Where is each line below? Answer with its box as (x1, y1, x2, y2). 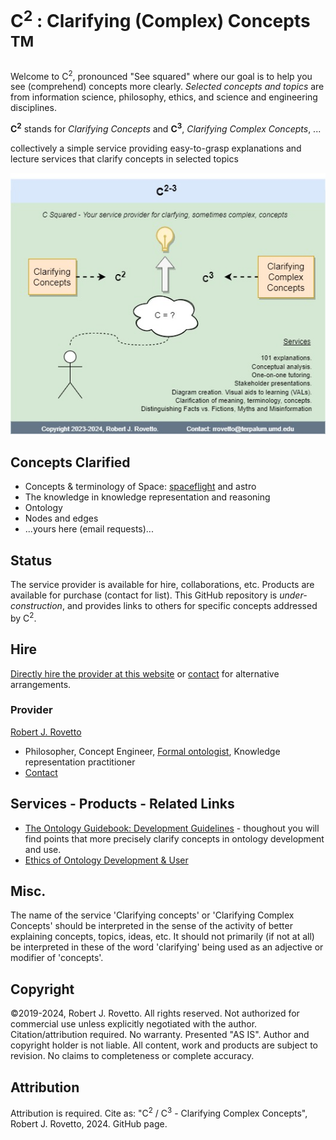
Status (10, 552, 53, 569)
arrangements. (10, 678, 72, 690)
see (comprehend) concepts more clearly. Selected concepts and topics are (10, 81, 325, 93)
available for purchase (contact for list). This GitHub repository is (10, 589, 278, 601)
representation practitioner (24, 756, 136, 768)
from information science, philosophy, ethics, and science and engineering (10, 91, 318, 103)
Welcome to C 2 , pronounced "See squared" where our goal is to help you (10, 68, 313, 82)
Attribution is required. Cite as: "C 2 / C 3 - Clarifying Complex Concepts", (10, 1106, 308, 1119)
